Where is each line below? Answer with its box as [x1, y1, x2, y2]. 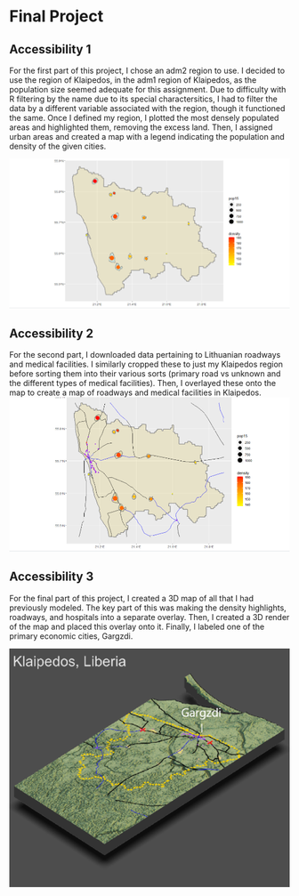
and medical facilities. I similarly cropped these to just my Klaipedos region [9, 359, 283, 370]
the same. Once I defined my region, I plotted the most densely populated [9, 113, 279, 123]
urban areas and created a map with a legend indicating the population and [9, 132, 285, 141]
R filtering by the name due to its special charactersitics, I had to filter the [9, 93, 278, 104]
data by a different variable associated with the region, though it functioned [9, 103, 286, 113]
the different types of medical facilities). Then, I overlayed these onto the [9, 378, 277, 389]
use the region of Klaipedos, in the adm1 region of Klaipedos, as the [9, 75, 257, 85]
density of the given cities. [9, 141, 107, 151]
